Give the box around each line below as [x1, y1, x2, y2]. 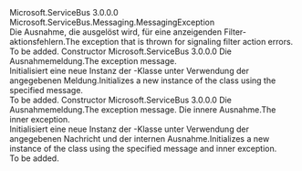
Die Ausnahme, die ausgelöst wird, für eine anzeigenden [9, 27, 223, 37]
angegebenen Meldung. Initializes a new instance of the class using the [9, 75, 276, 86]
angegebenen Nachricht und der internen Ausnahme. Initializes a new [9, 134, 270, 144]
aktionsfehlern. [9, 37, 66, 47]
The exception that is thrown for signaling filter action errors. [65, 37, 294, 47]
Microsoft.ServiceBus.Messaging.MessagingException [9, 16, 215, 27]
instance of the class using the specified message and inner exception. [9, 144, 277, 154]
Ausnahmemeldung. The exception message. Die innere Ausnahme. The [9, 104, 276, 115]
